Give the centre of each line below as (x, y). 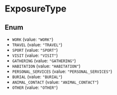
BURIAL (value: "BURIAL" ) (37, 77)
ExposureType (36, 9)
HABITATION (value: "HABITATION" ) (46, 66)
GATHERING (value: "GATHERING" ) (44, 61)
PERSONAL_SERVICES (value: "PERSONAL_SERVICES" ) (62, 71)
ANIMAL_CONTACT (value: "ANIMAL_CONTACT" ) (55, 82)
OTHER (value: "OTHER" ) (35, 87)
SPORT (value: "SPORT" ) (35, 50)
